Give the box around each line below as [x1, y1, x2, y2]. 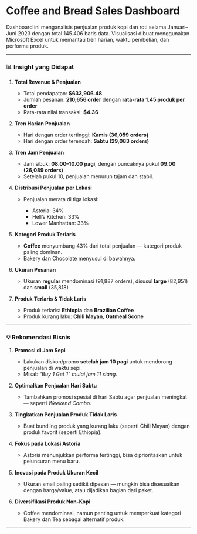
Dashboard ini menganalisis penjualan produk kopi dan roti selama [6, 24, 167, 31]
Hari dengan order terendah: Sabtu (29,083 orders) [23, 138, 150, 145]
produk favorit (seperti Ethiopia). [23, 428, 102, 436]
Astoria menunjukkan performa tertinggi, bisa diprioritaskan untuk [23, 451, 183, 458]
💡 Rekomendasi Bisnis [6, 333, 71, 342]
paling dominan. [23, 249, 63, 256]
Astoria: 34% [32, 207, 64, 214]
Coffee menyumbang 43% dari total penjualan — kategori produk [23, 242, 182, 249]
